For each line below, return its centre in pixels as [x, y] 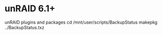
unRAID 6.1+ [30, 9]
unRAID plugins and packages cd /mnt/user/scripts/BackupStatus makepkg [81, 22]
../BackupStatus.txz [25, 27]
